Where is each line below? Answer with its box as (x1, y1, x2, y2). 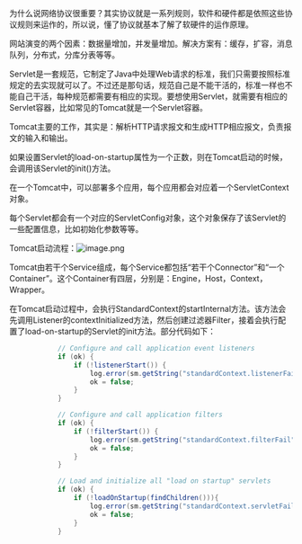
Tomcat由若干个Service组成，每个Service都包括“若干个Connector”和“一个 (9, 262, 285, 272)
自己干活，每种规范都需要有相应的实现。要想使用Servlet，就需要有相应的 (16, 91, 288, 102)
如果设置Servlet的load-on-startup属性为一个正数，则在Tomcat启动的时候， (9, 152, 288, 162)
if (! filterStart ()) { (73, 426, 159, 436)
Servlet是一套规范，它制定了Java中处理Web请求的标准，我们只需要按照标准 (9, 68, 290, 79)
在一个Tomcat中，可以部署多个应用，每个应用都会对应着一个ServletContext (9, 183, 289, 192)
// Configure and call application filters (57, 410, 223, 420)
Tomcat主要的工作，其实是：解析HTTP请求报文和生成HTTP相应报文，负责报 (9, 121, 292, 132)
